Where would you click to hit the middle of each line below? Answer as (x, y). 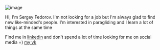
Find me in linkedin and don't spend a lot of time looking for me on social (78, 37)
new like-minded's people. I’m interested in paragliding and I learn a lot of (79, 22)
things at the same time (29, 27)
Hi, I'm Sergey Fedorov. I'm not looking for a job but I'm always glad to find (80, 17)
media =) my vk (21, 42)
